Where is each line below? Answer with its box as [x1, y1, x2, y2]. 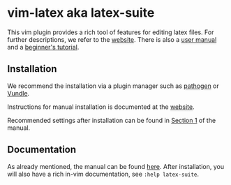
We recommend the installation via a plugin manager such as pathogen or [7, 82, 220, 90]
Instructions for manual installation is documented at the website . [7, 103, 195, 111]
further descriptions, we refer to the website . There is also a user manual [7, 35, 217, 43]
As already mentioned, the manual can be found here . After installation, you [7, 162, 225, 170]
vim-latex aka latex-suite [7, 5, 155, 21]
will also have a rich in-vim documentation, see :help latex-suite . [7, 170, 199, 178]
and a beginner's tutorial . [7, 43, 80, 51]
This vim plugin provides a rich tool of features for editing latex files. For [7, 28, 214, 36]
